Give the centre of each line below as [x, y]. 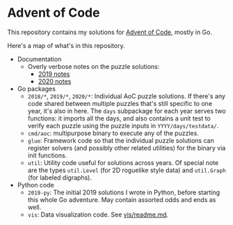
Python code [35, 185]
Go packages [36, 88]
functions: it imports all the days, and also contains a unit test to [119, 118]
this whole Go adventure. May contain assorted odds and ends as [122, 199]
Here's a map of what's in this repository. [66, 45]
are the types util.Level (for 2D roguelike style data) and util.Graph [127, 170]
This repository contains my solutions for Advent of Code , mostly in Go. [110, 32]
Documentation [39, 59]
